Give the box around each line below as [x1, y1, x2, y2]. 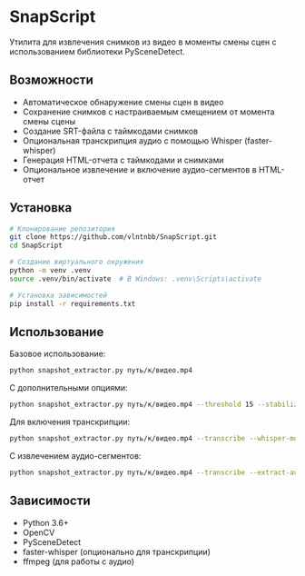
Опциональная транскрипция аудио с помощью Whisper [22, 134, 243, 146]
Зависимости [9, 493, 91, 509]
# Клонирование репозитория [9, 224, 116, 233]
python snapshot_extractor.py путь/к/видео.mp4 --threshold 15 [9, 400, 254, 410]
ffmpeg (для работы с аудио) [22, 556, 134, 567]
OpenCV [22, 527, 55, 538]
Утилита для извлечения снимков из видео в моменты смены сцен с [9, 36, 277, 47]
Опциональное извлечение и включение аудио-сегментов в [22, 164, 257, 174]
